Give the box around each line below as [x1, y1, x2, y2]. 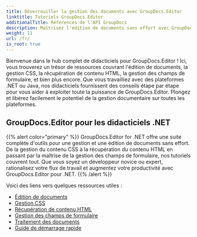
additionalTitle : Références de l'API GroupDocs [6, 19, 127, 25]
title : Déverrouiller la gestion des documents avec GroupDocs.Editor [6, 8, 182, 15]
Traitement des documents [14, 218, 80, 225]
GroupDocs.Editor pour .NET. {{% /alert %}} [6, 170, 113, 177]
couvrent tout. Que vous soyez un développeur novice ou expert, [6, 158, 163, 165]
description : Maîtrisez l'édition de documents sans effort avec [6, 25, 169, 31]
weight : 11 [6, 30, 33, 36]
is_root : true [6, 42, 41, 47]
